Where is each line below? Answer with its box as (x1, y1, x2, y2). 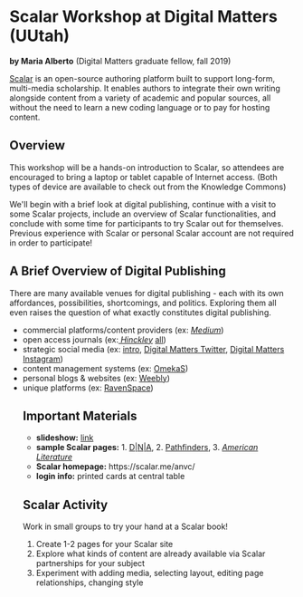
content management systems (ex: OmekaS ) (22, 362, 189, 373)
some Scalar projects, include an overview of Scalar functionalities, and (9, 208, 277, 219)
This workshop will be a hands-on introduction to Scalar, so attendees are (9, 161, 285, 173)
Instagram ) (22, 353, 63, 364)
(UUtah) (9, 25, 71, 46)
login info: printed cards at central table (35, 471, 185, 482)
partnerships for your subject (35, 558, 146, 569)
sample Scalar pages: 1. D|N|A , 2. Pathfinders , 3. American (35, 442, 259, 453)
